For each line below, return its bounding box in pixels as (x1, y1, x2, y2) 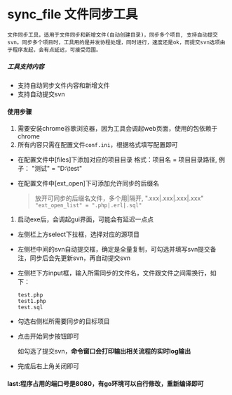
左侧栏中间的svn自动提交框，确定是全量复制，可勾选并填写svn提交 (17, 245, 210, 254)
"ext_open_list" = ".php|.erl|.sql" (34, 202, 142, 209)
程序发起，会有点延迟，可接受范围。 (12, 46, 102, 53)
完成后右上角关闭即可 (17, 362, 79, 370)
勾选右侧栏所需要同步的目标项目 (17, 317, 110, 325)
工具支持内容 (7, 62, 44, 70)
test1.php (17, 298, 47, 305)
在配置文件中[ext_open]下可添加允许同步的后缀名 (17, 179, 160, 188)
